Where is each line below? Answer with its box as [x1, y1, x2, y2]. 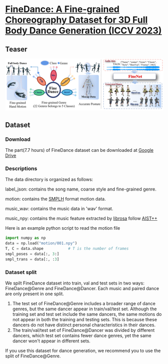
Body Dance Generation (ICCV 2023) [5, 25, 162, 36]
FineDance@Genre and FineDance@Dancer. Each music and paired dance [5, 286, 159, 292]
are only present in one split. [5, 291, 64, 297]
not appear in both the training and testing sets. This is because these [12, 317, 157, 323]
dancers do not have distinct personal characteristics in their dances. [12, 322, 156, 328]
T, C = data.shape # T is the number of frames [5, 246, 129, 251]
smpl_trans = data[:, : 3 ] [5, 256, 59, 262]
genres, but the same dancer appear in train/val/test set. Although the [12, 306, 157, 312]
